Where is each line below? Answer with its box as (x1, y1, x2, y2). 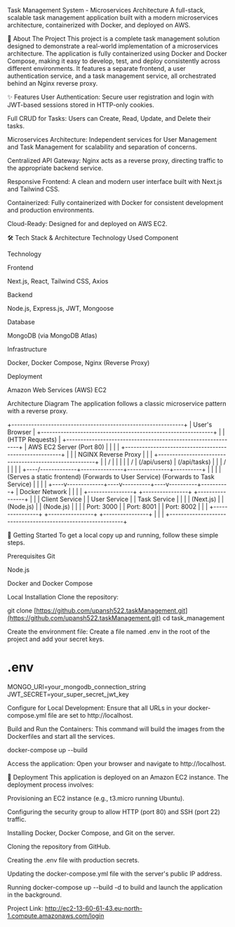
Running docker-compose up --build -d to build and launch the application (7, 883, 223, 891)
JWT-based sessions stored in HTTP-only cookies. (7, 101, 154, 109)
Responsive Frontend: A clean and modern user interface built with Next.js (7, 178, 222, 185)
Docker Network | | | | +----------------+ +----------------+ (20, 488, 193, 495)
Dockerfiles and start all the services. (7, 732, 115, 740)
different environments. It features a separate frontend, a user (7, 65, 186, 72)
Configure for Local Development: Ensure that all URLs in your (7, 703, 187, 712)
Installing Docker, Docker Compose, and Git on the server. (7, 828, 175, 837)
